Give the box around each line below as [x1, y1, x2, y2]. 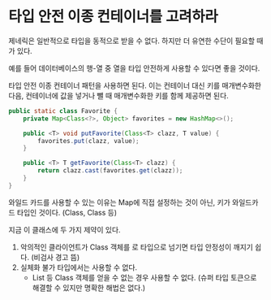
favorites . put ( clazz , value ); [37, 137, 140, 145]
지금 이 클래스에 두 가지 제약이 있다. [8, 224, 121, 234]
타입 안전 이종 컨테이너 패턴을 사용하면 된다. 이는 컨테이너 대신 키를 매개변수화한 [8, 80, 262, 90]
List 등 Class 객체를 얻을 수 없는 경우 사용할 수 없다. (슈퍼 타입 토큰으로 [32, 272, 257, 282]
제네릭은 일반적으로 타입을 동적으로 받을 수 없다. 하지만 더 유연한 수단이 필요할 [8, 36, 256, 46]
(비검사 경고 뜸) [31, 252, 80, 262]
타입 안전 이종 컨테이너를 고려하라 [8, 7, 218, 26]
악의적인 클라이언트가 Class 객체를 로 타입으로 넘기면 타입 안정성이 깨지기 [19, 241, 253, 252]
